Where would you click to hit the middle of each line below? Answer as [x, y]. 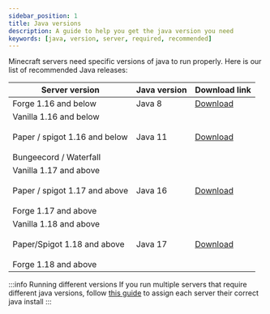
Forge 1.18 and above [55, 265]
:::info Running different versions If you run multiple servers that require [128, 285]
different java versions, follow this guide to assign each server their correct [134, 293]
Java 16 [152, 191]
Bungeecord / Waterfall [57, 157]
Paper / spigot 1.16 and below [70, 137]
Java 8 [149, 104]
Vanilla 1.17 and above [56, 171]
